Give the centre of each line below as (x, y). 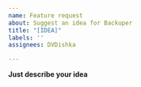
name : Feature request (46, 15)
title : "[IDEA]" (35, 30)
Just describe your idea (48, 74)
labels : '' (26, 38)
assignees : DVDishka (42, 45)
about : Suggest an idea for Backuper (70, 23)
